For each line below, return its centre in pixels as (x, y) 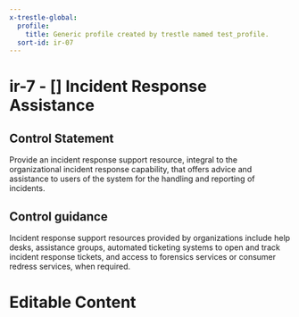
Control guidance (59, 217)
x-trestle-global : (43, 17)
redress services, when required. (70, 267)
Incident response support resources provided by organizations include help (150, 238)
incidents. (27, 188)
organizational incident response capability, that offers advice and (131, 170)
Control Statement (62, 138)
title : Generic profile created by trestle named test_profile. (147, 34)
